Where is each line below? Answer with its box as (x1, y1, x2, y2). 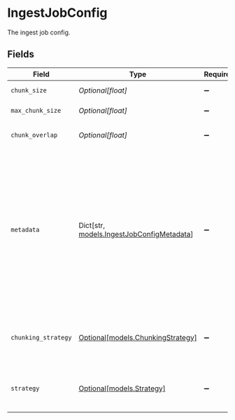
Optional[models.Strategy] (78, 384, 166, 393)
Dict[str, (78, 220, 106, 230)
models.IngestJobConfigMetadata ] (78, 229, 194, 239)
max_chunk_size (10, 107, 62, 114)
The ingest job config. (7, 28, 71, 36)
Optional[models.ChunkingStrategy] (78, 332, 197, 342)
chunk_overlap (10, 131, 58, 139)
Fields (7, 48, 35, 60)
